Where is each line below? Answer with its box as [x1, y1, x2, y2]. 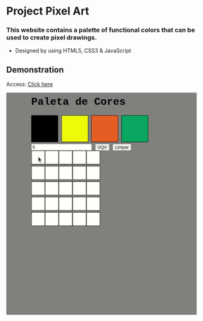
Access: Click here [6, 80, 53, 88]
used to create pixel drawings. [6, 33, 97, 42]
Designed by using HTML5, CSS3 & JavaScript [14, 47, 132, 54]
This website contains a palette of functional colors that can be [6, 26, 195, 34]
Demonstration [6, 65, 65, 75]
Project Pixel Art [6, 4, 89, 18]
